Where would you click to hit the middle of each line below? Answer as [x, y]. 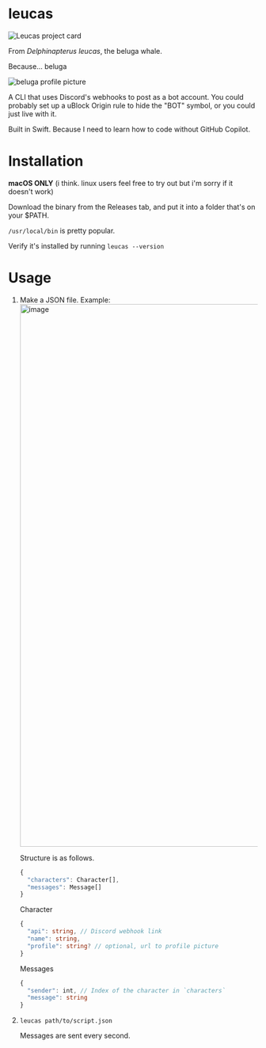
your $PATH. [29, 215]
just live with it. [32, 114]
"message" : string [57, 998]
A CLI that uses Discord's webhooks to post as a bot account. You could [126, 97]
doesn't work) [31, 192]
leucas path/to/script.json [66, 1021]
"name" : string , [54, 939]
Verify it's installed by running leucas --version [86, 245]
